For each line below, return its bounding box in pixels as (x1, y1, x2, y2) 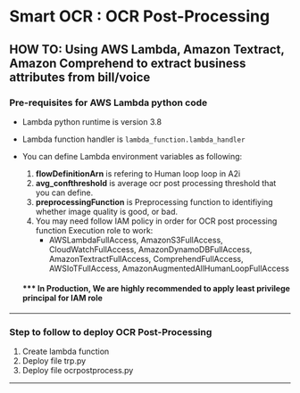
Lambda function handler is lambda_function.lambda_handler (21, 134, 246, 144)
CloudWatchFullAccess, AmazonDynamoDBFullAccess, (48, 243, 253, 255)
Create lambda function (21, 346, 110, 357)
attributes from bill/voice (9, 70, 151, 85)
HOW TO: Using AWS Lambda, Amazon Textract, (9, 42, 285, 57)
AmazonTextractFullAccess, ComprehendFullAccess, (48, 253, 244, 264)
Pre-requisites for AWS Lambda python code (9, 96, 208, 109)
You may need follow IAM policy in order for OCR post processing (35, 216, 278, 226)
